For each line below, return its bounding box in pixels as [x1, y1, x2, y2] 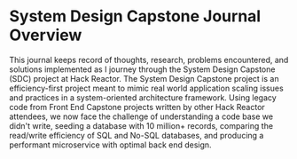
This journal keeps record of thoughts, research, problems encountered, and [9, 54, 289, 65]
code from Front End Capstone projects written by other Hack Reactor [9, 101, 266, 112]
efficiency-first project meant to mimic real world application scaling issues [9, 83, 284, 93]
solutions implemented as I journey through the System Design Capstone [9, 64, 276, 75]
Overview [9, 25, 82, 45]
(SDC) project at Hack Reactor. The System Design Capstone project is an [9, 73, 279, 83]
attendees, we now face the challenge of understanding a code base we [9, 111, 273, 122]
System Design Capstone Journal [9, 6, 262, 27]
